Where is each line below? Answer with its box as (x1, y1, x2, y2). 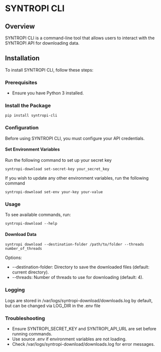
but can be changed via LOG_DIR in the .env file (5, 303, 101, 308)
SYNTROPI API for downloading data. (5, 40, 80, 46)
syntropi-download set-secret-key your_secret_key (5, 167, 110, 171)
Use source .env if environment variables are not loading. (12, 336, 127, 342)
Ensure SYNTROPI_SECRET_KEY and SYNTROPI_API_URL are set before (12, 326, 157, 332)
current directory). (12, 269, 49, 275)
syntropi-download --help (5, 221, 57, 226)
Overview (5, 22, 35, 31)
